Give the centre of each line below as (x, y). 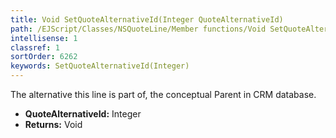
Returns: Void (53, 124)
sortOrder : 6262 (44, 57)
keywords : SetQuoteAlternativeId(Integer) (100, 66)
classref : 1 (35, 47)
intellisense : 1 (44, 38)
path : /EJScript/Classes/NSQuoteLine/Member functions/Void (138, 29)
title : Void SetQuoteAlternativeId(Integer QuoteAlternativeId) (147, 19)
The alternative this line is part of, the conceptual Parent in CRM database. (163, 94)
